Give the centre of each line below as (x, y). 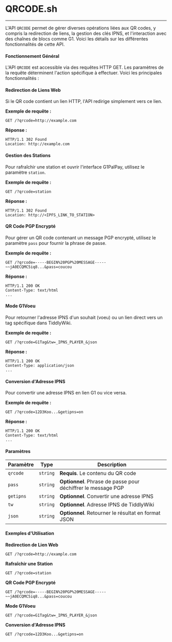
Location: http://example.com (38, 144)
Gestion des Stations (28, 155)
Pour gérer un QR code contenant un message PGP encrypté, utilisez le (81, 237)
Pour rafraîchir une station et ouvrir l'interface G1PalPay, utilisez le (75, 167)
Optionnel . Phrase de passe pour (100, 482)
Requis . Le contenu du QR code (98, 473)
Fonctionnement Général (33, 56)
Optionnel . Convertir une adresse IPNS (106, 496)
